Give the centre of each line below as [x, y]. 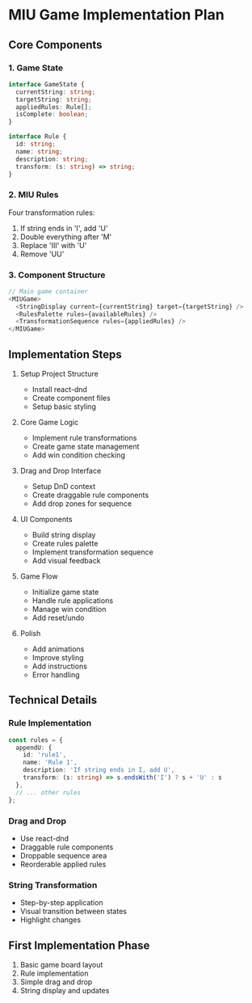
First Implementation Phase [79, 945]
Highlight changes [50, 920]
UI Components [46, 520]
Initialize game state [65, 592]
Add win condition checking [78, 455]
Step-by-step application [61, 903]
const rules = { [36, 740]
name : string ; [39, 151]
